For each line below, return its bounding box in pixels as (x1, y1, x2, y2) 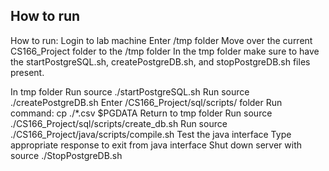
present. (10, 66, 45, 78)
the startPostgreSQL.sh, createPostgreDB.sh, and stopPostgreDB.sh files (10, 55, 311, 68)
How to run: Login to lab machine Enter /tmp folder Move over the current (10, 34, 313, 46)
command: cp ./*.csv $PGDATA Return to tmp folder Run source (10, 107, 273, 119)
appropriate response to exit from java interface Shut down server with (10, 139, 302, 151)
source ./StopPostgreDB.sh (10, 149, 123, 161)
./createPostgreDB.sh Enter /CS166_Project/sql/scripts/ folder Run (10, 96, 283, 108)
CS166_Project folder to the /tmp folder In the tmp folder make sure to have (10, 45, 320, 57)
